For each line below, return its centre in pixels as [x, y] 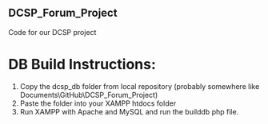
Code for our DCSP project [52, 32]
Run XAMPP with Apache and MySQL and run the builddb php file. [129, 111]
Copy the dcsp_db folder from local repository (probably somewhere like [140, 86]
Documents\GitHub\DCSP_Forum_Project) [89, 95]
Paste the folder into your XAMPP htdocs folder [98, 103]
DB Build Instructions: [82, 64]
